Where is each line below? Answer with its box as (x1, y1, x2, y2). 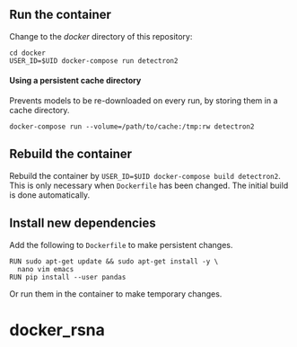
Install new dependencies (9, 216, 156, 231)
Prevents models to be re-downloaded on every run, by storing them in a (9, 95, 278, 106)
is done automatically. (9, 189, 91, 200)
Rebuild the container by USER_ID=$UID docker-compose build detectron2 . (9, 170, 281, 181)
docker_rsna (9, 319, 106, 340)
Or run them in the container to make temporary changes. (9, 288, 223, 299)
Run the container (9, 7, 112, 22)
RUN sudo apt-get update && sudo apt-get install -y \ (9, 256, 219, 266)
